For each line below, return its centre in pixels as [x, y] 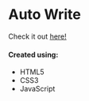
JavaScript [37, 89]
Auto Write [44, 15]
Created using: [33, 54]
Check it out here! [38, 36]
